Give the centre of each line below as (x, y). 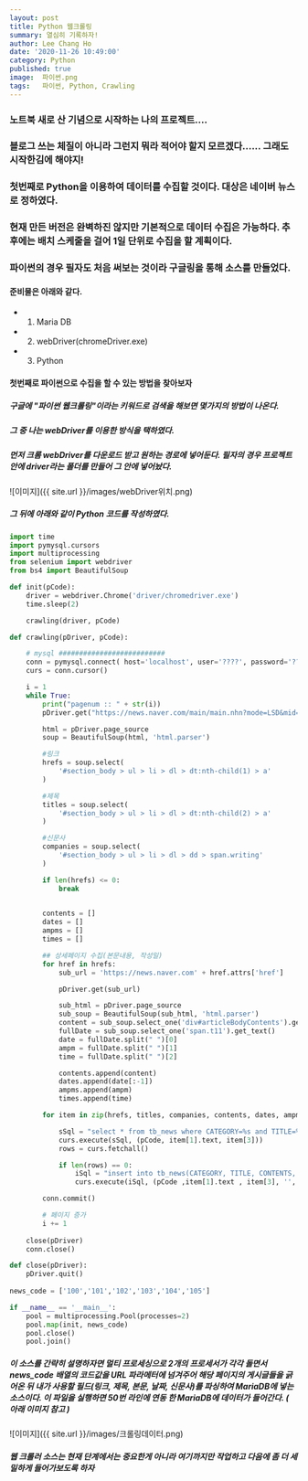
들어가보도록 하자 (64, 1467)
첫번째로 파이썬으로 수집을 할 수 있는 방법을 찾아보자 (101, 383)
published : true (40, 69)
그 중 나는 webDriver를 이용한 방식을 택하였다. (92, 430)
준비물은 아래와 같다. (46, 291)
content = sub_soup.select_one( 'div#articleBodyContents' (171, 1023)
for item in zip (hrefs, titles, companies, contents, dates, (161, 1115)
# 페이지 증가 (64, 1215)
